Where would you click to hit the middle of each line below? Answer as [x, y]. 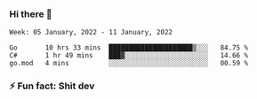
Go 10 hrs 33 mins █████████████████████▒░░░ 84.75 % [129, 48]
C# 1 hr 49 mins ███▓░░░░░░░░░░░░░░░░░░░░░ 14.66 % [129, 56]
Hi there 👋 [31, 14]
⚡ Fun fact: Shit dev [52, 86]
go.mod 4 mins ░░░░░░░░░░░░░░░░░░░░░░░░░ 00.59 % [129, 64]
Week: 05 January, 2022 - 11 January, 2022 [91, 33]
